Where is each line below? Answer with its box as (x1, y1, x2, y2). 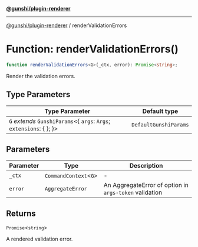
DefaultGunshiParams (131, 121, 189, 128)
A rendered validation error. (6, 235, 73, 243)
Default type (142, 107, 179, 115)
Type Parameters (6, 89, 71, 99)
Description (129, 162, 163, 170)
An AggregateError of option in (103, 181, 189, 189)
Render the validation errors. (6, 72, 75, 79)
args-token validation (103, 188, 163, 196)
